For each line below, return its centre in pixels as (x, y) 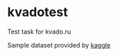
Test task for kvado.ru (39, 31)
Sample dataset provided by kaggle (59, 45)
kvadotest (38, 12)
